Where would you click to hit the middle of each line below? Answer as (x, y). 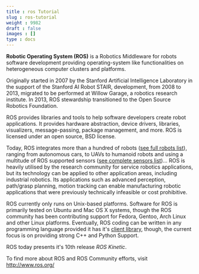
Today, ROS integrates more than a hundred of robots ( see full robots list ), (97, 148)
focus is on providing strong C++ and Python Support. (72, 235)
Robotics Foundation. (32, 106)
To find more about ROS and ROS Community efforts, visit (77, 259)
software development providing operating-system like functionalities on (95, 63)
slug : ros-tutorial (32, 17)
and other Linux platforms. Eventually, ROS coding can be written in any (94, 223)
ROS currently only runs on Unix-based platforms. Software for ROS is (92, 204)
